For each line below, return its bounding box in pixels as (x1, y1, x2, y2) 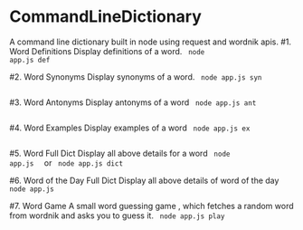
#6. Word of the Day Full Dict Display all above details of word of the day (9, 175, 279, 186)
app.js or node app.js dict (9, 157, 124, 168)
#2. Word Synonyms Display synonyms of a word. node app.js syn (9, 71, 262, 82)
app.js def (9, 55, 51, 64)
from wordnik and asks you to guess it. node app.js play (9, 210, 225, 221)
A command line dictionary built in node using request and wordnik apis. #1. (9, 36, 292, 47)
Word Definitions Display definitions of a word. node (9, 45, 205, 56)
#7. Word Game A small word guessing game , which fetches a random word (9, 200, 294, 211)
